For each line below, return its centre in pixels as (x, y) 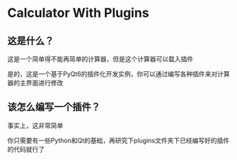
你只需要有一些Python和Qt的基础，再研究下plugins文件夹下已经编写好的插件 (118, 140)
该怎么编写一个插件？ (54, 107)
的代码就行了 (26, 149)
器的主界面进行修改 (35, 83)
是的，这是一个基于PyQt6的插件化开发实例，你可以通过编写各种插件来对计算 (118, 74)
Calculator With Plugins (79, 13)
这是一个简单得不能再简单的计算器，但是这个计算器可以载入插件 (100, 59)
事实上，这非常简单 (35, 125)
